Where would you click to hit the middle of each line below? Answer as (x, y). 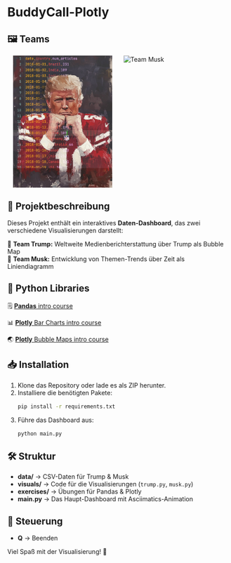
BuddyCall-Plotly (58, 12)
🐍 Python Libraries (48, 289)
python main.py (40, 433)
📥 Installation (38, 365)
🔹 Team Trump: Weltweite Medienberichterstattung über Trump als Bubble (115, 244)
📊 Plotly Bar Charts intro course (54, 322)
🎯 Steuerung (35, 521)
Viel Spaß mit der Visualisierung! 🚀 (57, 552)
